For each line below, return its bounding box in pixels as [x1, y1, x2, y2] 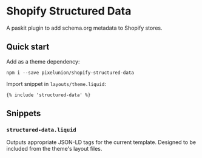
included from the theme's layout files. [6, 145, 103, 153]
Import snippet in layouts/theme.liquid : [6, 80, 106, 87]
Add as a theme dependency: [6, 58, 80, 65]
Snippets [6, 108, 41, 119]
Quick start [6, 42, 50, 52]
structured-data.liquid [6, 127, 77, 134]
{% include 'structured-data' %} [6, 92, 91, 98]
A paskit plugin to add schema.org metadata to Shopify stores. [6, 24, 163, 31]
